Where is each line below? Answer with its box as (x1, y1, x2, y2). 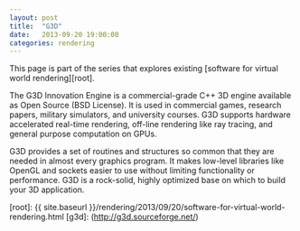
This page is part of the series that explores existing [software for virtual (9, 63, 278, 74)
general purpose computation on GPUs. (9, 128, 157, 140)
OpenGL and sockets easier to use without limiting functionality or (9, 165, 256, 176)
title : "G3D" (9, 22, 63, 31)
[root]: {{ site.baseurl (9, 202, 88, 213)
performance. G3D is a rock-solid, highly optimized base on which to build (9, 175, 286, 186)
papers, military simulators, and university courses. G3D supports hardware (9, 109, 291, 120)
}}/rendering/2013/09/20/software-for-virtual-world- (89, 202, 286, 213)
